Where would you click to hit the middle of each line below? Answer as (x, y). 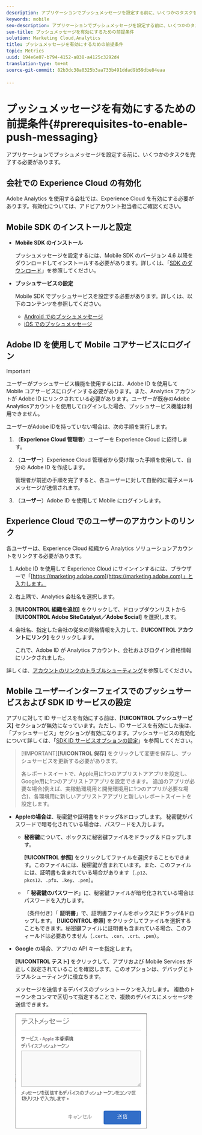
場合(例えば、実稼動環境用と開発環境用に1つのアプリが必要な (107, 789)
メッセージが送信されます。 (49, 487)
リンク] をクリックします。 (64, 637)
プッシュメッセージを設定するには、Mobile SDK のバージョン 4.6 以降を (104, 255)
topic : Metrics (25, 51)
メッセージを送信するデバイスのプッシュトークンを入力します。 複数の (102, 990)
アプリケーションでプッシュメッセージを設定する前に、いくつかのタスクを (98, 154)
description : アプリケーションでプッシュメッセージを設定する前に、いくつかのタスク (100, 13)
